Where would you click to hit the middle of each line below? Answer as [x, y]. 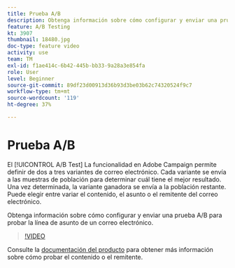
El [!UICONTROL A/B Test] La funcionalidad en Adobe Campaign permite [112, 164]
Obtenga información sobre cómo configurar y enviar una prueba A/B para [115, 215]
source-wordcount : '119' [43, 98]
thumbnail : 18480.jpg [39, 40]
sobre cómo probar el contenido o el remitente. [75, 257]
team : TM [20, 59]
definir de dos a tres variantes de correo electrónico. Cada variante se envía [117, 172]
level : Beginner [31, 79]
